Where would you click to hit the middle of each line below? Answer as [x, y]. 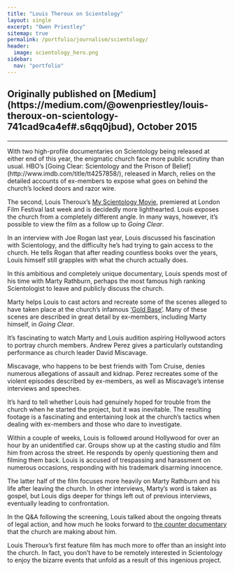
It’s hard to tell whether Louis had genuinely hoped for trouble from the [109, 402]
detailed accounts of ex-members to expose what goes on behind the [108, 181]
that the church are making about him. [62, 531]
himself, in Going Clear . [41, 324]
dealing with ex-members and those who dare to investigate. [95, 424]
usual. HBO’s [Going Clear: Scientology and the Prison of [89, 166]
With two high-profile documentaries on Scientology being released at [108, 151]
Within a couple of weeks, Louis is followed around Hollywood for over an [113, 438]
